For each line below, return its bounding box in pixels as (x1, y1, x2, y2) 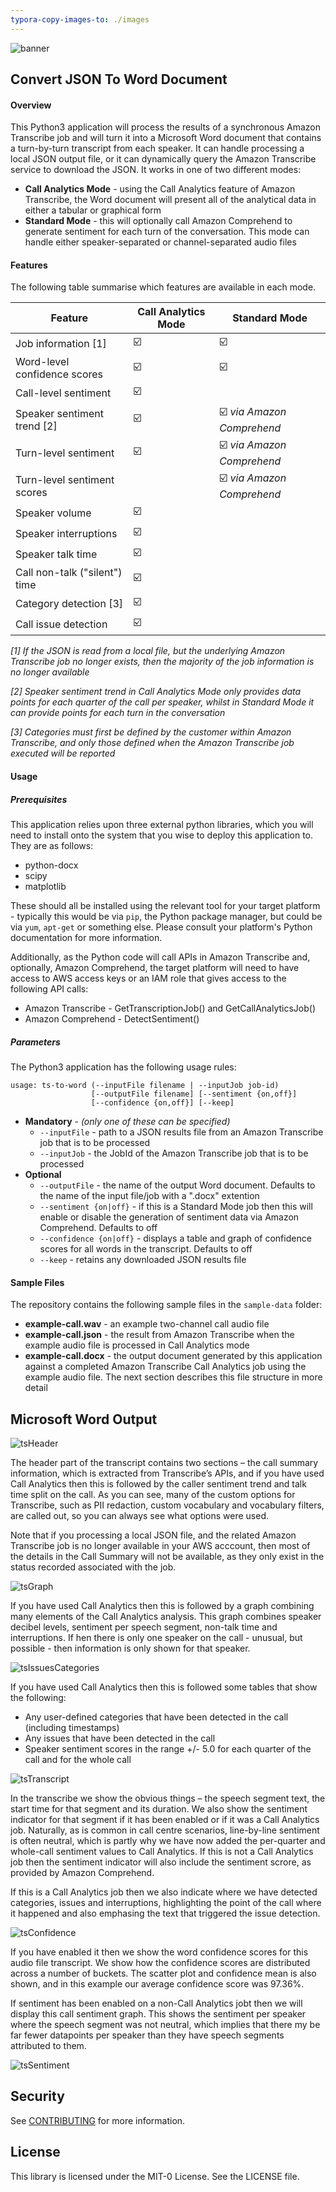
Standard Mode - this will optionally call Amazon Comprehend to (24, 215, 293, 227)
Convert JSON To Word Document (10, 71, 228, 88)
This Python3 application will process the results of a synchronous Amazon (10, 121, 321, 133)
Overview (10, 99, 52, 111)
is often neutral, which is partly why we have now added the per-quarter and (10, 1834, 326, 1846)
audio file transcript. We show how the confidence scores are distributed (10, 1956, 311, 1968)
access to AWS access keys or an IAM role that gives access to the (10, 972, 287, 984)
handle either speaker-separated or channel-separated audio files (24, 236, 297, 248)
